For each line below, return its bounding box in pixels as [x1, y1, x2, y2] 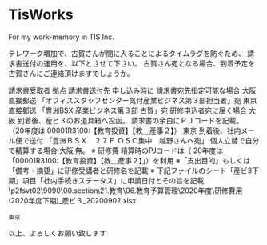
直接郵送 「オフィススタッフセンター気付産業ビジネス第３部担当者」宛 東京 [8, 95, 257, 105]
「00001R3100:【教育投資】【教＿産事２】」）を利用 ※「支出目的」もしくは [8, 155, 250, 165]
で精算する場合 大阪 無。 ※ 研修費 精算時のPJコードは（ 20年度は [8, 146, 224, 155]
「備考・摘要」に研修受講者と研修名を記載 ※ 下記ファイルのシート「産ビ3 [8, 166, 253, 175]
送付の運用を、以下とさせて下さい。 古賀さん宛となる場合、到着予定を [22, 58, 256, 68]
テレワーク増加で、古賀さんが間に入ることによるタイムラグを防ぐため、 [8, 48, 246, 58]
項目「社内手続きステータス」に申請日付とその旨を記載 [22, 175, 205, 185]
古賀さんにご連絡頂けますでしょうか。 [8, 68, 134, 78]
